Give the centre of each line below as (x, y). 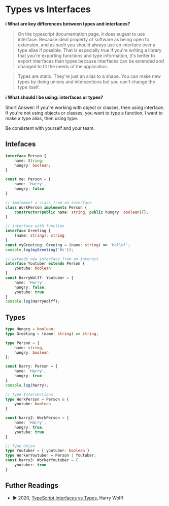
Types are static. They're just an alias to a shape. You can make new (89, 76)
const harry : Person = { (31, 367)
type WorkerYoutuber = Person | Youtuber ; (51, 456)
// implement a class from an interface (49, 203)
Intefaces (21, 144)
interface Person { (26, 156)
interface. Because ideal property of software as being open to (83, 39)
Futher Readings (32, 485)
